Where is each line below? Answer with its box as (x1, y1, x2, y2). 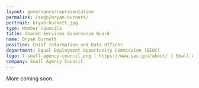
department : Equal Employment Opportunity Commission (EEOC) (6, 48, 161, 54)
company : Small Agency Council (6, 58, 84, 64)
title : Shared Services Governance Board (6, 31, 110, 37)
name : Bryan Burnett (6, 36, 57, 42)
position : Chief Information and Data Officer (6, 42, 123, 48)
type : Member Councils (6, 25, 62, 32)
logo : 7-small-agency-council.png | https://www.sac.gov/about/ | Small (6, 53, 190, 59)
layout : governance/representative (6, 8, 94, 15)
